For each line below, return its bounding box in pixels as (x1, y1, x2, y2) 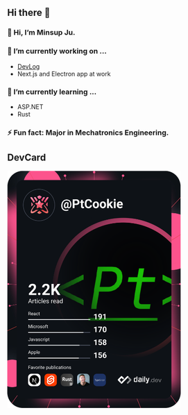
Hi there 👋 (7, 7, 51, 19)
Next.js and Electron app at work (17, 69, 111, 78)
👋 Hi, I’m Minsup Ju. (7, 28, 76, 37)
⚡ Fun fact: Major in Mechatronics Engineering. (7, 128, 169, 137)
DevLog (17, 62, 40, 70)
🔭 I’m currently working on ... (7, 46, 108, 56)
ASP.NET (17, 102, 44, 111)
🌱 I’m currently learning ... (7, 87, 97, 96)
